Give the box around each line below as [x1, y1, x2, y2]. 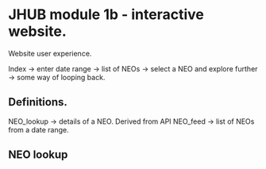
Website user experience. [8, 48, 92, 58]
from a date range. [8, 125, 69, 134]
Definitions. [8, 95, 67, 109]
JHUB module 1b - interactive [8, 6, 204, 24]
